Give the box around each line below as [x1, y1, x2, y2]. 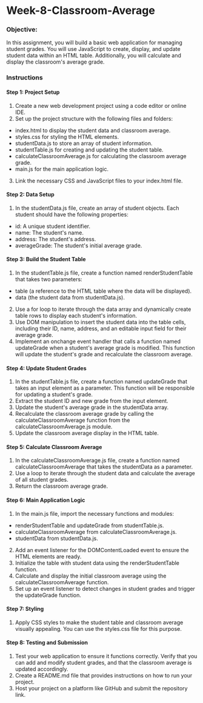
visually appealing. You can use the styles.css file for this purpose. [15, 625, 182, 632]
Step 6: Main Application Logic [6, 496, 85, 504]
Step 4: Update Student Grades [6, 364, 87, 371]
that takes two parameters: [15, 276, 83, 283]
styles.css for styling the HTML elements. [15, 133, 119, 140]
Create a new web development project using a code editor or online [15, 102, 187, 109]
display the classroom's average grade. [6, 58, 105, 65]
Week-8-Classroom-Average [6, 4, 156, 18]
